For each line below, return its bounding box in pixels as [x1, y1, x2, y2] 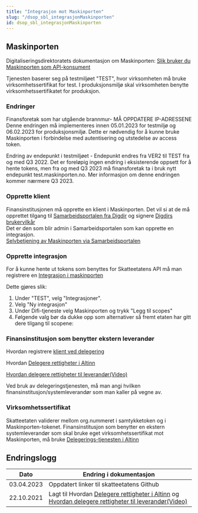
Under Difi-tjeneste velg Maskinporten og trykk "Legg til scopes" [14, 307, 173, 314]
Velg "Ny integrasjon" [14, 301, 68, 308]
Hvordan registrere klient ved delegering [6, 348, 105, 355]
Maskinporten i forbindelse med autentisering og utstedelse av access [6, 134, 177, 142]
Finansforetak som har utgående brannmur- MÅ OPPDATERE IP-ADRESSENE [6, 116, 192, 123]
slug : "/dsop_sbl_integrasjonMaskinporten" [6, 14, 115, 20]
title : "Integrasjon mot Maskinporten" [6, 8, 104, 15]
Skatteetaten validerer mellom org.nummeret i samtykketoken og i [6, 417, 166, 424]
